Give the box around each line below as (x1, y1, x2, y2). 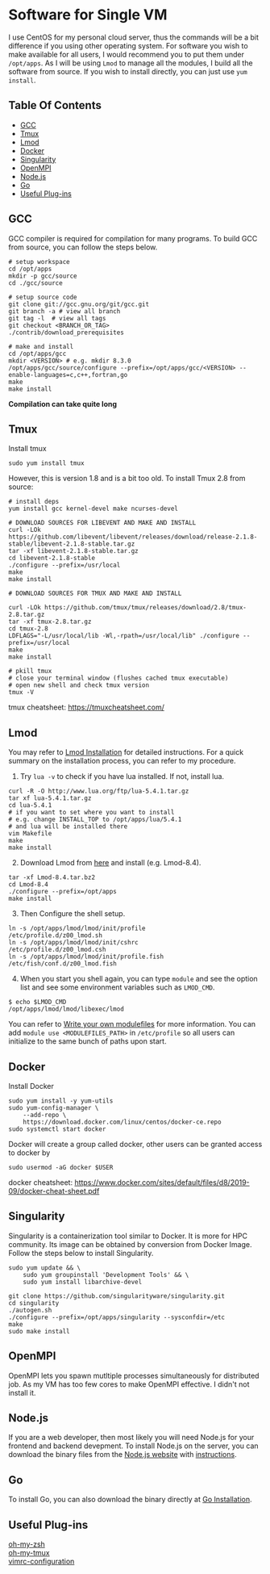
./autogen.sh (8, 1306, 52, 1314)
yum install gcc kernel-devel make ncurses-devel (8, 504, 179, 513)
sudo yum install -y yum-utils (8, 1097, 114, 1105)
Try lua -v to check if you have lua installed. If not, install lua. (19, 772, 224, 781)
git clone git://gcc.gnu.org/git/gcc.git (8, 300, 150, 308)
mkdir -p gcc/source (8, 272, 78, 280)
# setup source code (8, 293, 78, 301)
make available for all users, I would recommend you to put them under (8, 49, 244, 59)
